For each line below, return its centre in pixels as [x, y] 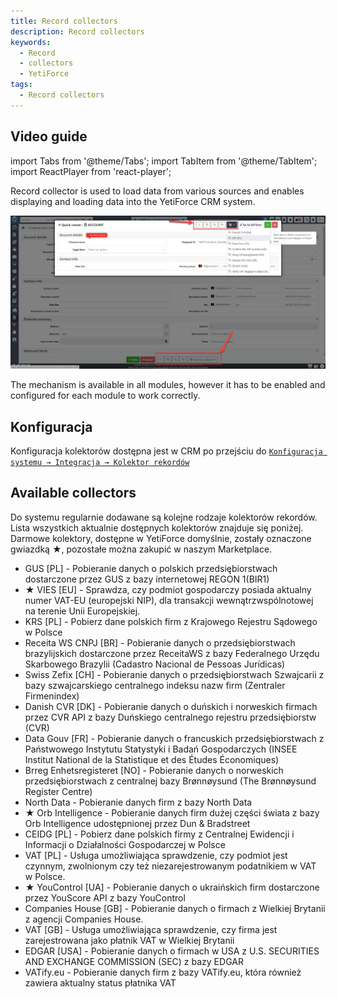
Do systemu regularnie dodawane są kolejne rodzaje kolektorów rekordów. [164, 517]
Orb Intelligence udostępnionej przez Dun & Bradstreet [137, 823]
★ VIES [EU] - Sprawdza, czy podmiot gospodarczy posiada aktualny [168, 589]
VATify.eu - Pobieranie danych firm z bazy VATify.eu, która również [163, 972]
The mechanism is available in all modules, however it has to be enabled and [168, 385]
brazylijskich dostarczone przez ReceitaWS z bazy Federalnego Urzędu [172, 653]
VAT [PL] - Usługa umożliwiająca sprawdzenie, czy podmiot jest [156, 855]
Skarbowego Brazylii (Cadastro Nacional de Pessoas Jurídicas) [155, 664]
